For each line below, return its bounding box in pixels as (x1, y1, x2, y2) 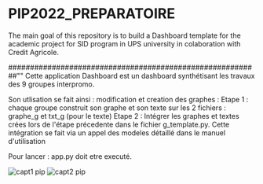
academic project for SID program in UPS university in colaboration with (8, 39, 241, 48)
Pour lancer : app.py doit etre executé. (8, 151, 132, 161)
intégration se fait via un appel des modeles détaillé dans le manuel (8, 127, 226, 138)
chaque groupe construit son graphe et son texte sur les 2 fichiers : (8, 103, 226, 112)
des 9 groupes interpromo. (8, 79, 95, 89)
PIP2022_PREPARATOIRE (8, 5, 175, 23)
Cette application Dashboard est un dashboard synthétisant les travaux (24, 71, 255, 80)
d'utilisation (8, 136, 46, 145)
